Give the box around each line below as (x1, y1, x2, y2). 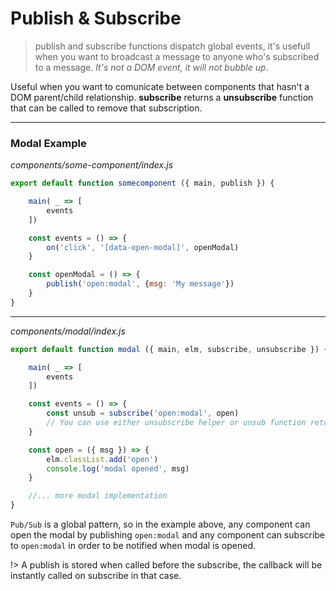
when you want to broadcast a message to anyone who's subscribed (34, 50, 320, 62)
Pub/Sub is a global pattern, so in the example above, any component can (10, 518, 311, 531)
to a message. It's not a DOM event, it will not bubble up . (34, 61, 269, 73)
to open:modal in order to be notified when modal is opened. (10, 540, 257, 552)
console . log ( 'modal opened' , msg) (46, 463, 190, 474)
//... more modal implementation (28, 491, 168, 501)
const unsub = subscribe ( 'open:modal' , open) (46, 408, 240, 419)
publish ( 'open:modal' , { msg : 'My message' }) (46, 279, 235, 289)
